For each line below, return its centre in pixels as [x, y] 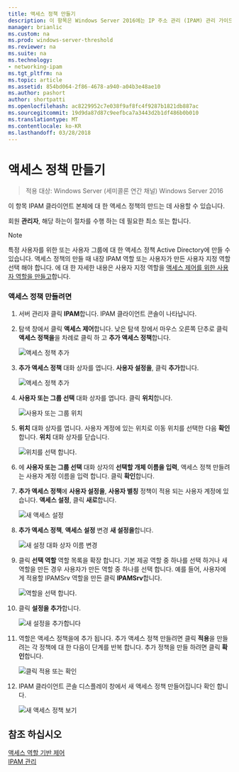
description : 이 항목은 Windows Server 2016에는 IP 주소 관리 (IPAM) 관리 [112, 21]
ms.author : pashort [37, 93]
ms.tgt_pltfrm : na [35, 73]
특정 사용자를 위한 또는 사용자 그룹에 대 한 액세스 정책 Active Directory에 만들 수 [119, 250]
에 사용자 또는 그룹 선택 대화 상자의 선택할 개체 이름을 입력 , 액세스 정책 [115, 467]
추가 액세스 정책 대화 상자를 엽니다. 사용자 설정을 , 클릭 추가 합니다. [109, 368]
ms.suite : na [27, 54]
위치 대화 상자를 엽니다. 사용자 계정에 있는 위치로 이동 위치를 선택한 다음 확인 [124, 428]
